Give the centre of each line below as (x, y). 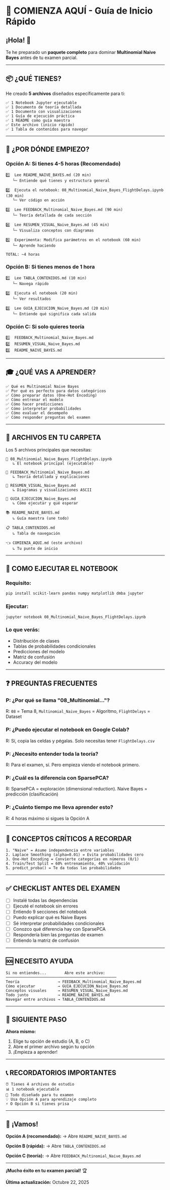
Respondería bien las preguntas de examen (58, 934)
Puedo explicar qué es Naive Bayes (50, 918)
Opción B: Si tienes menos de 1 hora (50, 267)
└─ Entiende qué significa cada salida (54, 314)
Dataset (14, 717)
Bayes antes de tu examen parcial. (42, 58)
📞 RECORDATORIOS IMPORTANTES (61, 1073)
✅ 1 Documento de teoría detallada (44, 107)
